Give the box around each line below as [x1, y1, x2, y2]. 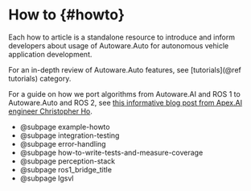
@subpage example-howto [19, 122, 110, 131]
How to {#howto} [8, 6, 125, 24]
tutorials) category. [8, 73, 72, 83]
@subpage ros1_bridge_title [19, 164, 113, 174]
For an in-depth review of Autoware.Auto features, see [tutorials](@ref [8, 64, 241, 74]
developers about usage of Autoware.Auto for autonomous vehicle [8, 40, 229, 50]
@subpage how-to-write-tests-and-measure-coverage [19, 147, 204, 157]
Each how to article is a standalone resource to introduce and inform [8, 32, 236, 42]
